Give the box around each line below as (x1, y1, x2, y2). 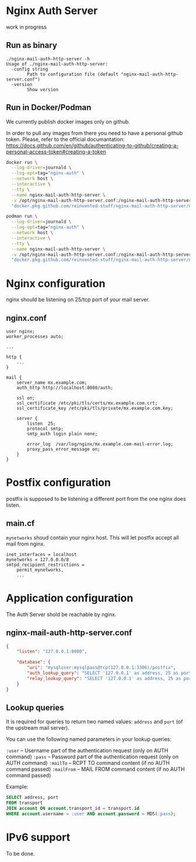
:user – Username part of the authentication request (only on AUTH (6, 747, 169, 754)
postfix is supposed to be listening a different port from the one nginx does (6, 496, 186, 502)
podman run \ (6, 214, 38, 219)
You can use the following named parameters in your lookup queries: (6, 736, 172, 743)
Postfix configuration (6, 476, 111, 489)
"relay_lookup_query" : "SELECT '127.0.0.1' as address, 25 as (27, 675, 181, 681)
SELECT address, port (6, 795, 59, 801)
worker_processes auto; (6, 334, 64, 340)
